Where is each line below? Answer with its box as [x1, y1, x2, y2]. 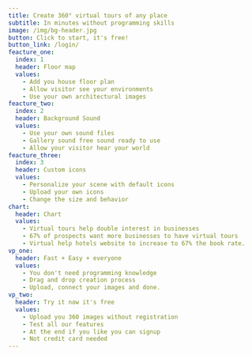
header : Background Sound [15, 115, 101, 123]
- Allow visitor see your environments [22, 85, 154, 93]
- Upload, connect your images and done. [22, 284, 160, 292]
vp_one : [8, 247, 34, 255]
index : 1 [15, 56, 44, 64]
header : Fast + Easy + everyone [15, 254, 122, 262]
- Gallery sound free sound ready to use [22, 136, 160, 145]
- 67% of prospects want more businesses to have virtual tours [22, 232, 239, 240]
